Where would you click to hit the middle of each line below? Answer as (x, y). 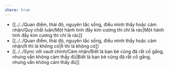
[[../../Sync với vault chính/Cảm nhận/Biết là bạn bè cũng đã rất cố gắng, (88, 51)
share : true (17, 10)
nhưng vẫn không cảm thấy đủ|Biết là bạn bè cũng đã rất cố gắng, (81, 57)
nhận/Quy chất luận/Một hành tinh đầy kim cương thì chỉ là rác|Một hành (88, 30)
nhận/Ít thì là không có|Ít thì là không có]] (55, 46)
